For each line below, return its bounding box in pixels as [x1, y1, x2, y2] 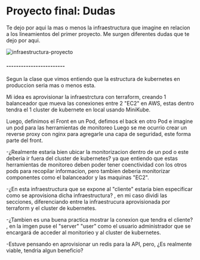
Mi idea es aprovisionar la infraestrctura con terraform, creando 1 [6, 93, 166, 101]
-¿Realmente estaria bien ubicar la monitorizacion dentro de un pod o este [6, 149, 189, 156]
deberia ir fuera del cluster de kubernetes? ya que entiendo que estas [6, 155, 178, 162]
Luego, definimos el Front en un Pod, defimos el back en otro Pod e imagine [6, 118, 193, 125]
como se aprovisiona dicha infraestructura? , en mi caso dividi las [6, 192, 167, 199]
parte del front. [6, 137, 44, 144]
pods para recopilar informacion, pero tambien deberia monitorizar [6, 168, 171, 175]
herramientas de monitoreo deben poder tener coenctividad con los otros [6, 161, 187, 168]
